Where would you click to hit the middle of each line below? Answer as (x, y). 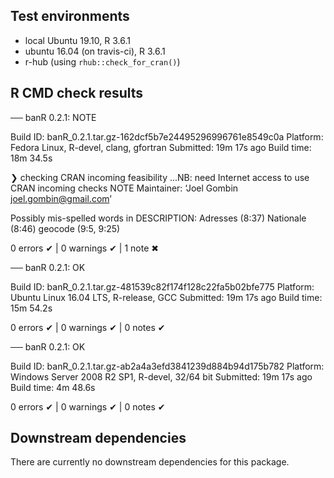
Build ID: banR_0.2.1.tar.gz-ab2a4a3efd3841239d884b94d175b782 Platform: (167, 366)
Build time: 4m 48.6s (53, 387)
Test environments (70, 16)
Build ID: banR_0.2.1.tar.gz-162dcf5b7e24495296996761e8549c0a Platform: (167, 136)
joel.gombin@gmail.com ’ (61, 198)
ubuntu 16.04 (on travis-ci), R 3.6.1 (95, 51)
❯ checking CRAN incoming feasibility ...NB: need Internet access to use (160, 177)
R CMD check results (77, 93)
